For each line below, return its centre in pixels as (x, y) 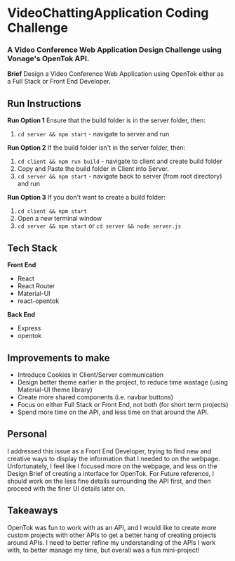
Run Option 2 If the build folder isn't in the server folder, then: (96, 148)
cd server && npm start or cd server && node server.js (99, 226)
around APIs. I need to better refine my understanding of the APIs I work (112, 542)
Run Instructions (45, 103)
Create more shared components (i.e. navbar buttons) (95, 397)
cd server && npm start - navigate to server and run (93, 134)
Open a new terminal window (60, 219)
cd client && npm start (52, 212)
